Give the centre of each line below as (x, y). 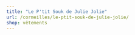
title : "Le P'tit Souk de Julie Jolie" (57, 12)
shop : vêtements (27, 23)
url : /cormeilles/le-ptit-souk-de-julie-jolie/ (68, 17)
